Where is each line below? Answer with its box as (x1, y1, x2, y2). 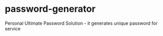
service (5, 25, 21, 31)
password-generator (5, 3, 96, 15)
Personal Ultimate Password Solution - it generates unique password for (5, 20, 158, 26)
